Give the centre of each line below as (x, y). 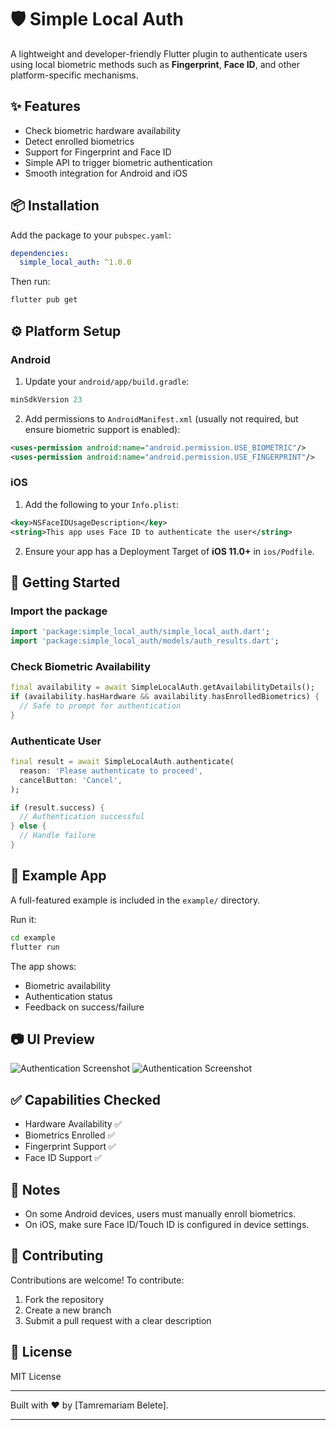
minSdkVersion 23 (46, 399)
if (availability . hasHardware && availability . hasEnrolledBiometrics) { (165, 697)
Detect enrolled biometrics (79, 141)
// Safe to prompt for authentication (100, 706)
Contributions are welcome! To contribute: (97, 1280)
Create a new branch (68, 1310)
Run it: (23, 919)
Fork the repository (64, 1299)
